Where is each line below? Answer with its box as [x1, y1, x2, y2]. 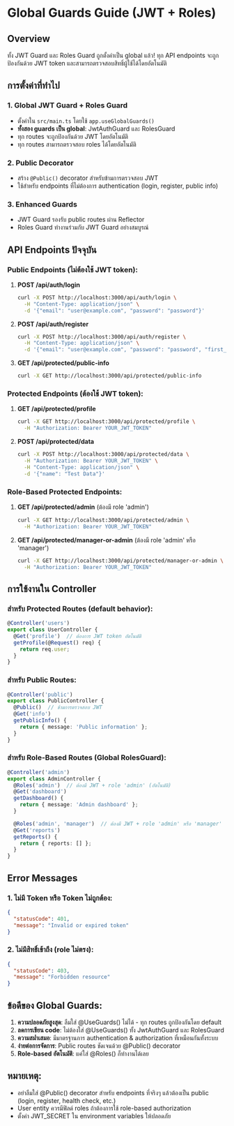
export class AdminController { [7, 775, 101, 783]
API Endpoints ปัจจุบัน [7, 244, 97, 255]
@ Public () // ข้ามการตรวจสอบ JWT [13, 704, 102, 711]
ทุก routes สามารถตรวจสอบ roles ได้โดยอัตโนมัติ [17, 140, 136, 148]
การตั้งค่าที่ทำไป [7, 80, 61, 91]
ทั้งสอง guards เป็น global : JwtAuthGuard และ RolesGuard [17, 124, 175, 133]
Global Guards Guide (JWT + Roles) [7, 5, 217, 21]
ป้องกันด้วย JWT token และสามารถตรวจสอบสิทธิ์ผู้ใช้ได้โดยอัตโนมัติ [7, 59, 167, 67]
